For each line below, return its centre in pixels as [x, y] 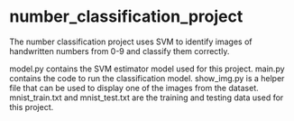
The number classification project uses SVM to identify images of [131, 42]
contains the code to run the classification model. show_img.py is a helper [147, 78]
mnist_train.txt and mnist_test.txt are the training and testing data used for [147, 98]
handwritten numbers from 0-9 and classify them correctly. [119, 51]
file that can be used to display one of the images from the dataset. [134, 88]
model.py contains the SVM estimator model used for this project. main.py [147, 69]
